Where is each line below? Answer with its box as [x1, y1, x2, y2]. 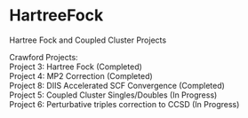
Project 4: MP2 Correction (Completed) [9, 70, 153, 81]
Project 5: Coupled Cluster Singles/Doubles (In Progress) [9, 90, 218, 100]
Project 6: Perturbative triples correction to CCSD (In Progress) [9, 98, 240, 109]
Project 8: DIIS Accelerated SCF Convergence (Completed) [9, 80, 225, 90]
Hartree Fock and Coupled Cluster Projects [9, 35, 167, 45]
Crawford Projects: [9, 51, 78, 62]
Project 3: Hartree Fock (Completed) [9, 61, 142, 72]
